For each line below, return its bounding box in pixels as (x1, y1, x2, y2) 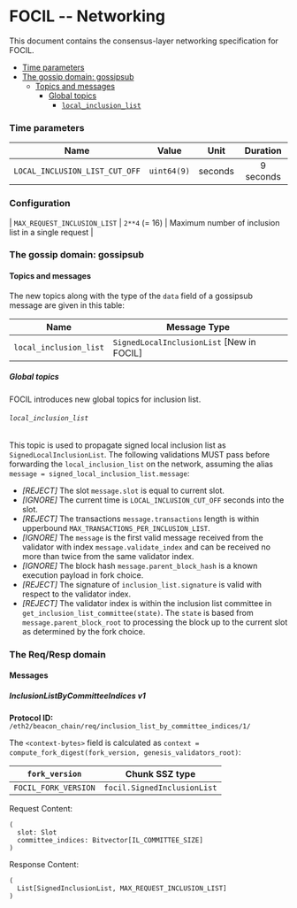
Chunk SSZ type (125, 768, 196, 781)
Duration (244, 144, 283, 157)
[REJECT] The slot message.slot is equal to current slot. (21, 485, 225, 496)
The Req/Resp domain (9, 648, 106, 660)
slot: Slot (17, 828, 57, 837)
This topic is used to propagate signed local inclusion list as (9, 440, 227, 450)
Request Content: (9, 804, 73, 814)
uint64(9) (148, 166, 190, 176)
